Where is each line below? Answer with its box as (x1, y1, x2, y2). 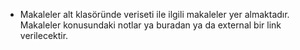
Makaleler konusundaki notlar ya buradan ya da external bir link (19, 19, 282, 31)
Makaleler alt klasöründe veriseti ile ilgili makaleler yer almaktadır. (19, 9, 290, 20)
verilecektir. (19, 30, 69, 41)
